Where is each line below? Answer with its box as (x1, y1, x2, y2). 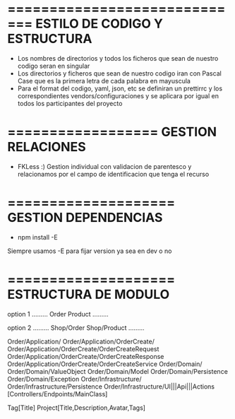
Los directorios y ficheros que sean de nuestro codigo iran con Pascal (17, 69, 222, 78)
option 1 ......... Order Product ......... (7, 309, 109, 318)
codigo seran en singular (17, 61, 90, 70)
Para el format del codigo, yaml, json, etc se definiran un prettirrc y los (17, 84, 223, 93)
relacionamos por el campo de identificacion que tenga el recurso (17, 170, 210, 178)
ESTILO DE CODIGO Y (35, 16, 164, 32)
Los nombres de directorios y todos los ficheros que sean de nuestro (17, 54, 219, 62)
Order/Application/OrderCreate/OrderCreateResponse (7, 352, 164, 360)
